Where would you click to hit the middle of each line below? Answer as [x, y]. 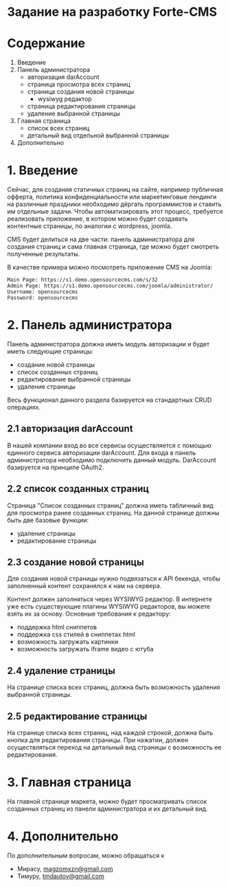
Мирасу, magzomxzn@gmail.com [65, 868]
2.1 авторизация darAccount [70, 429]
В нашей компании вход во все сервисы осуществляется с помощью [109, 445]
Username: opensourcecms [43, 292]
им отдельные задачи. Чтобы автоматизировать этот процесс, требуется [115, 212]
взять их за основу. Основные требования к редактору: [89, 614]
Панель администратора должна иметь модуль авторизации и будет [108, 344]
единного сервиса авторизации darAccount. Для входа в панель [102, 452]
